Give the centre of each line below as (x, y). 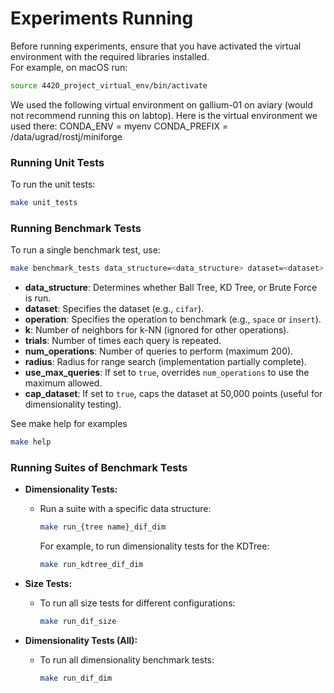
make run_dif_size (78, 622)
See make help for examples (69, 424)
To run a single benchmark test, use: (85, 250)
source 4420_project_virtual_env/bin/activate (109, 85)
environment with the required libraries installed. (110, 56)
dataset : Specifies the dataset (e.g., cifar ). (114, 309)
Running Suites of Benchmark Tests (99, 467)
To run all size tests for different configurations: (137, 603)
